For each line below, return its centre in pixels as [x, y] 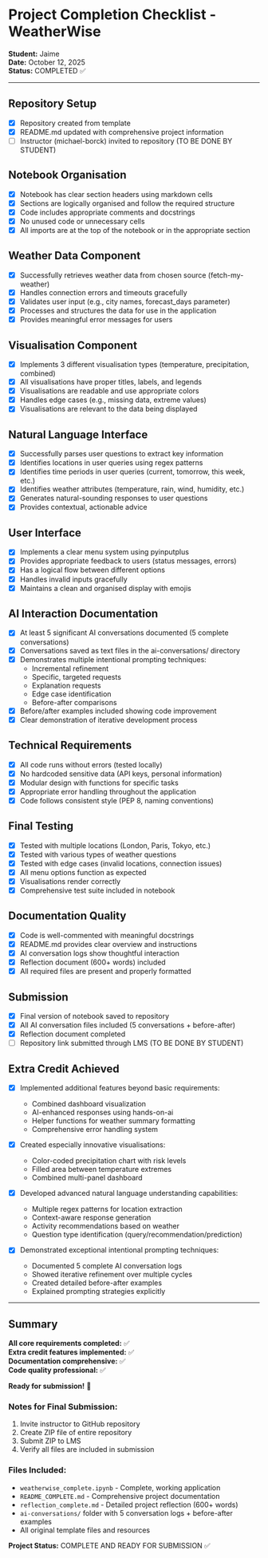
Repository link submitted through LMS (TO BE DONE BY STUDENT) [132, 1043]
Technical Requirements [70, 745]
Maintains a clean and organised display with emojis [105, 588]
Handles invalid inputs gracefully [73, 579]
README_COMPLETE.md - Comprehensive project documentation [120, 1496]
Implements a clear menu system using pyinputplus [104, 552]
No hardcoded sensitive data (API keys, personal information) [121, 773]
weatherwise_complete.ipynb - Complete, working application [120, 1487]
